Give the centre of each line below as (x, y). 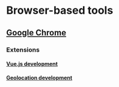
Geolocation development (39, 77)
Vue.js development (32, 64)
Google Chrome (36, 33)
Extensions (23, 50)
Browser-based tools (60, 10)
